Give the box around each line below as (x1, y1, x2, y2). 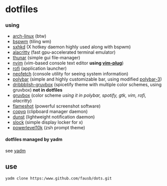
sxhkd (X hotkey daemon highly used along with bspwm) (12, 44, 131, 50)
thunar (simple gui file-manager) (12, 55, 80, 61)
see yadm (5, 147, 26, 154)
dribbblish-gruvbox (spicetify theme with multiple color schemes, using (12, 82, 162, 88)
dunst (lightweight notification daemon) (12, 114, 95, 120)
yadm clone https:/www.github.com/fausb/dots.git (5, 176, 112, 181)
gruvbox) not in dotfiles (12, 87, 63, 93)
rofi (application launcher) (12, 65, 67, 71)
